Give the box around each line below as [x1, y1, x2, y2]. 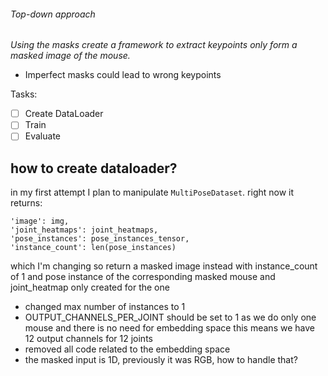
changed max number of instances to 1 [24, 301, 186, 313]
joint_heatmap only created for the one [10, 281, 170, 294]
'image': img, [10, 216, 70, 227]
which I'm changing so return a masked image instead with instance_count [10, 260, 318, 272]
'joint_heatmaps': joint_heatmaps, [10, 225, 159, 235]
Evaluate [24, 130, 61, 142]
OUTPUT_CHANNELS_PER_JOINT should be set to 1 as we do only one [24, 311, 317, 324]
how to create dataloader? [10, 160, 178, 177]
